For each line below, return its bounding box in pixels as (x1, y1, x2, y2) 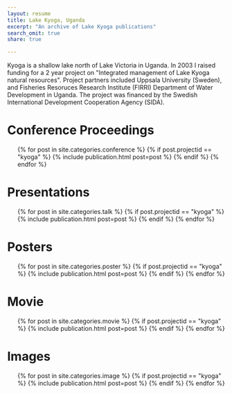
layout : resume (7, 10, 51, 17)
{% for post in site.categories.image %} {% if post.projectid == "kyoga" (17, 371, 222, 379)
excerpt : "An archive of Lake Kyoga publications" (7, 23, 157, 30)
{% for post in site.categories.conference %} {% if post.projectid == (17, 145, 213, 154)
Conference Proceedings (7, 122, 154, 138)
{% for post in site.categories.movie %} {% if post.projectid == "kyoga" (17, 317, 222, 325)
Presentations (7, 185, 90, 200)
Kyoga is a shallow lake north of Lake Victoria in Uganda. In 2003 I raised (7, 61, 216, 69)
